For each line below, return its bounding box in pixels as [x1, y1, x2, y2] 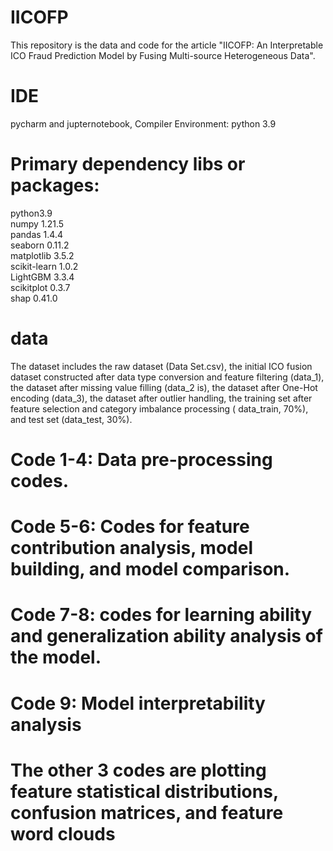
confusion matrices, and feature [10, 801, 284, 824]
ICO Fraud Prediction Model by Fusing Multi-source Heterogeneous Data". [10, 49, 316, 61]
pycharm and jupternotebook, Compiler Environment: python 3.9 [10, 117, 277, 130]
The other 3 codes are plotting [10, 759, 267, 781]
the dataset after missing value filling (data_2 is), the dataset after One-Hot [10, 381, 318, 393]
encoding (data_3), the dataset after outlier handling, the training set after [10, 392, 313, 404]
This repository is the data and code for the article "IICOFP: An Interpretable [10, 39, 324, 51]
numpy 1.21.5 [10, 217, 65, 230]
